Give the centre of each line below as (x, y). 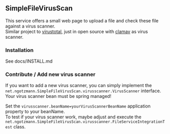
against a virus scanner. (30, 26)
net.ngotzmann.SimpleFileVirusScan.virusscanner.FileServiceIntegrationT (85, 122)
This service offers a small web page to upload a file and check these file (82, 20)
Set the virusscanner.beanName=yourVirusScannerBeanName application (78, 106)
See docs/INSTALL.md (29, 61)
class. (20, 127)
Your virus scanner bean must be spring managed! (58, 96)
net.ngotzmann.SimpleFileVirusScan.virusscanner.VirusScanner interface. (83, 91)
